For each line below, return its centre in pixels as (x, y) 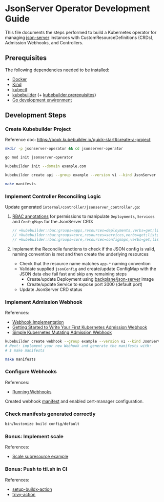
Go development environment (42, 100)
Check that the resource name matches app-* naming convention (85, 263)
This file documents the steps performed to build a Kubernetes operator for (81, 32)
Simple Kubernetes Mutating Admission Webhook (62, 332)
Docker (20, 79)
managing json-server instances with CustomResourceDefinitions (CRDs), (79, 38)
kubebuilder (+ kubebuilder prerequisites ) (54, 95)
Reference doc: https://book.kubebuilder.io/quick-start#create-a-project (78, 140)
